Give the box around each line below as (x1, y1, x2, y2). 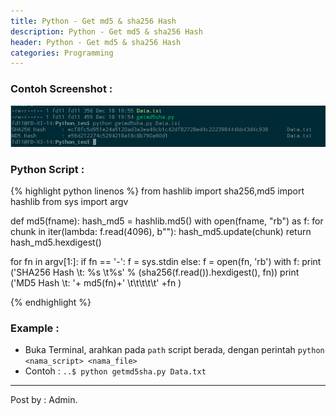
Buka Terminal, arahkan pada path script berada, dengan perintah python (24, 344, 325, 356)
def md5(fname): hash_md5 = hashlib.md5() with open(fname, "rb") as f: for (10, 215, 324, 227)
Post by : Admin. (10, 394, 78, 406)
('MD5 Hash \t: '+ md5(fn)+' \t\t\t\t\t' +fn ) (10, 277, 182, 289)
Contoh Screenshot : (10, 82, 113, 96)
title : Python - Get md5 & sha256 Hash (10, 16, 177, 26)
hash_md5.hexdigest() (10, 236, 102, 249)
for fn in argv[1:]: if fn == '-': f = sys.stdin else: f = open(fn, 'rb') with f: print (10, 256, 322, 268)
